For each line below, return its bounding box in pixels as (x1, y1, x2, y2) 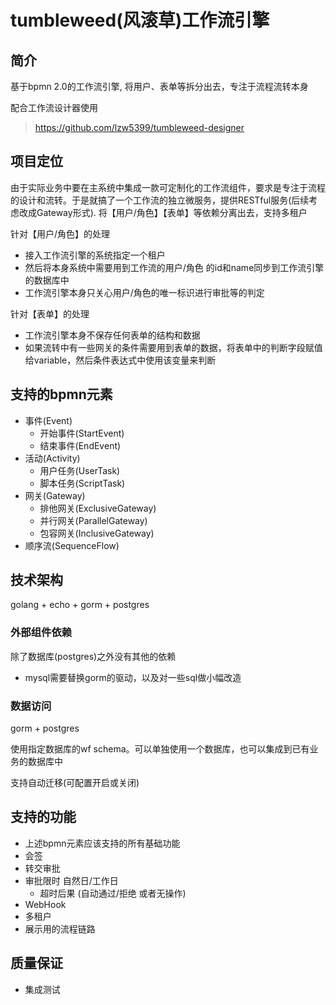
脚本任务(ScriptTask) (39, 477, 126, 489)
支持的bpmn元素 (10, 386, 113, 403)
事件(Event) (24, 414, 73, 426)
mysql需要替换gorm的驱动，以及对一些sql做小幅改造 (24, 671, 242, 683)
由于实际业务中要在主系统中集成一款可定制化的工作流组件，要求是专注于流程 (10, 181, 326, 193)
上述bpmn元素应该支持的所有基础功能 (24, 837, 181, 849)
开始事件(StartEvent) (39, 427, 125, 439)
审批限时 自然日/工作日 (24, 874, 119, 886)
